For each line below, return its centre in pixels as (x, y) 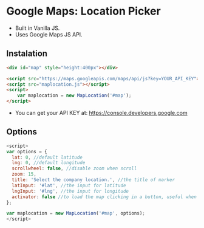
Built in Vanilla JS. (37, 28)
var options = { (27, 151)
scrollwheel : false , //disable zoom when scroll (74, 168)
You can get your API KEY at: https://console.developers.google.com (101, 113)
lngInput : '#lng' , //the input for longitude (70, 191)
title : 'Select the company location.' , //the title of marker (93, 180)
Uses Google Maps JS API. (49, 34)
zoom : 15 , (24, 174)
